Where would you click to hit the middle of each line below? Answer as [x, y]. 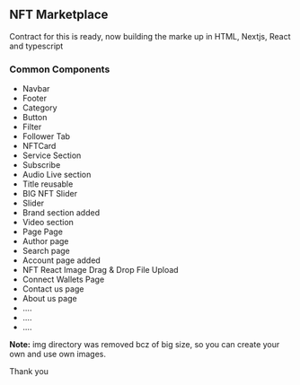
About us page [50, 299]
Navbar [36, 89]
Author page [45, 241]
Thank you [29, 372]
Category [40, 108]
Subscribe [41, 165]
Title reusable [48, 184]
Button [35, 118]
